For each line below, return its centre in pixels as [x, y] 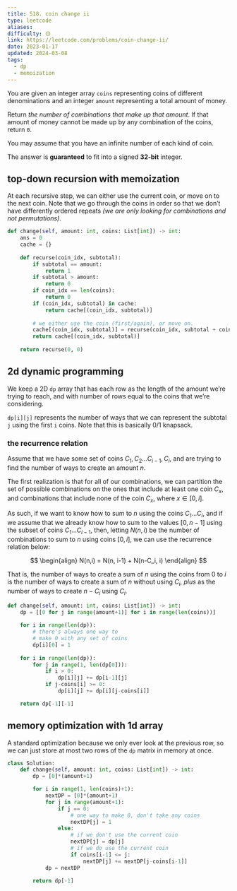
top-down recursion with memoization [93, 178]
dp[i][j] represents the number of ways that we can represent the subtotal [117, 417]
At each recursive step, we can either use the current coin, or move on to [114, 196]
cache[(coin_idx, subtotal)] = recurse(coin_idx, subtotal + [124, 330]
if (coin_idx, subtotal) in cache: [85, 303]
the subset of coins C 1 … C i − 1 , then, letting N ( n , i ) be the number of [103, 531]
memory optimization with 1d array [85, 726]
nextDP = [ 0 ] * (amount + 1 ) [81, 796]
